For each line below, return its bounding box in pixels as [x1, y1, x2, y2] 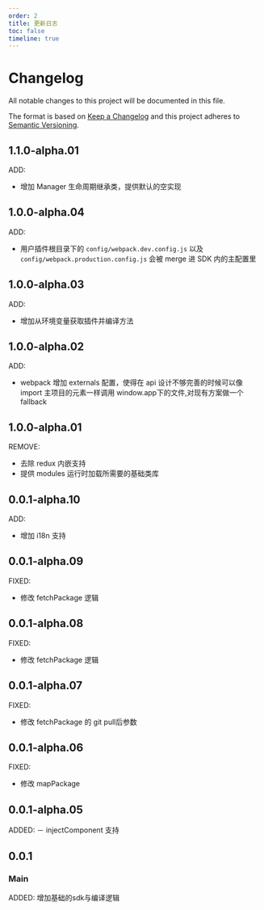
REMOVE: [8, 442, 40, 452]
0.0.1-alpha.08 [8, 617, 84, 630]
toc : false [8, 27, 45, 35]
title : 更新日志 [8, 19, 58, 27]
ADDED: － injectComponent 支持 [8, 825, 119, 835]
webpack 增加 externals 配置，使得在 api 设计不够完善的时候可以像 [19, 377, 244, 388]
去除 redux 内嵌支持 [19, 458, 86, 469]
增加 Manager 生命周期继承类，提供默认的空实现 [19, 182, 182, 191]
